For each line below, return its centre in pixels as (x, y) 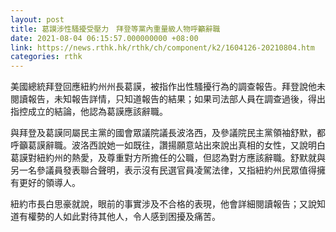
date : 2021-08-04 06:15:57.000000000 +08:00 (104, 38)
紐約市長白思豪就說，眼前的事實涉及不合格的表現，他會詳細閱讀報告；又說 (163, 204)
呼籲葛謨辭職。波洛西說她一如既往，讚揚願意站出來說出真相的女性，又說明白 (168, 145)
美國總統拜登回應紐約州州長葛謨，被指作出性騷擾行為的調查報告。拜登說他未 (168, 87)
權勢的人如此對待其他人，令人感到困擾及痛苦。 (124, 217)
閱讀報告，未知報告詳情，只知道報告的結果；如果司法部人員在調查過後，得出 (168, 99)
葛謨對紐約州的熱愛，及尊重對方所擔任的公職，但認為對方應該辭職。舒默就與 (168, 158)
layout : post (37, 19)
